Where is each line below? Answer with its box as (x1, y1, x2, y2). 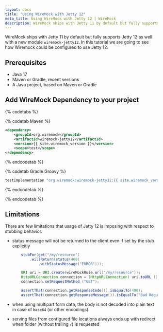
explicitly (12, 243, 30, 249)
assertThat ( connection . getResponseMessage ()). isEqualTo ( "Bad (21, 293, 147, 297)
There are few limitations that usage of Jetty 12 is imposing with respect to (5, 223, 154, 229)
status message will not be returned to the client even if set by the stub (12, 238, 154, 243)
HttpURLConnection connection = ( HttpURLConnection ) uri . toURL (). (21, 275, 160, 280)
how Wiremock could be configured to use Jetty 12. (5, 44, 108, 50)
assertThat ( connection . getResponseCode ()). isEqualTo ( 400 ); (21, 288, 143, 293)
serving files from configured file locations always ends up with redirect (12, 316, 156, 322)
